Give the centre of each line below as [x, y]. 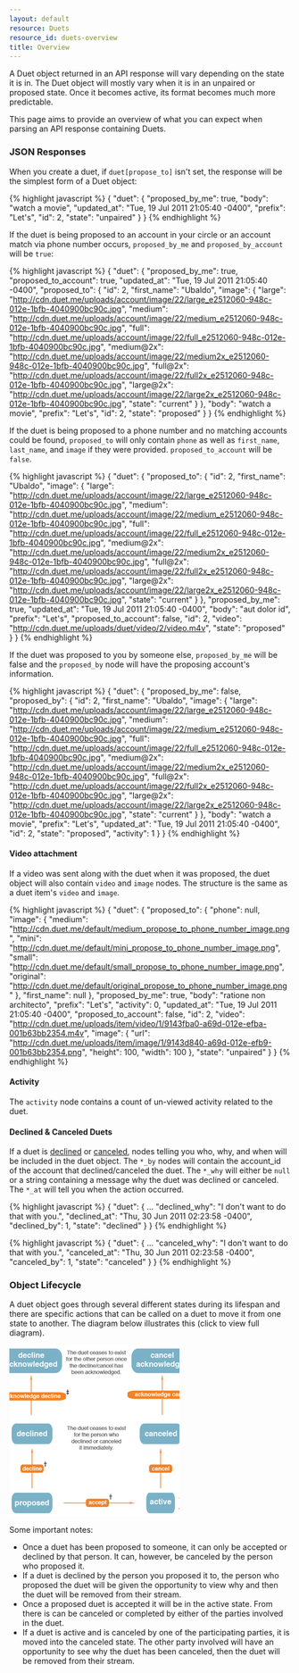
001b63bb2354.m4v [47, 1033]
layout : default [39, 19]
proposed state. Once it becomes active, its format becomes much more [142, 93]
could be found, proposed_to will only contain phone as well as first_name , [145, 440]
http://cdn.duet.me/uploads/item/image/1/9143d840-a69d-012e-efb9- [142, 1042]
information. [32, 673]
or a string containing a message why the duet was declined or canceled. [144, 1180]
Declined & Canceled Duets [61, 1132]
